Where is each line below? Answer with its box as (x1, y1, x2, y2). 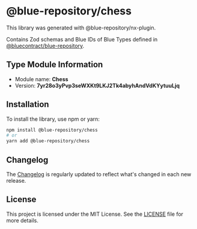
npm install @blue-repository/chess (6, 127, 98, 133)
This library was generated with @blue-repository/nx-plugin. (6, 24, 156, 31)
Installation (6, 99, 49, 109)
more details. (6, 216, 39, 224)
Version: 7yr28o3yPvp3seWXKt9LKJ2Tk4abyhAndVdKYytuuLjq (14, 82, 180, 89)
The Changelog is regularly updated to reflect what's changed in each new (6, 171, 192, 178)
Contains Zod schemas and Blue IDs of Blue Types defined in (6, 35, 158, 43)
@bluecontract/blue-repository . (6, 42, 85, 49)
